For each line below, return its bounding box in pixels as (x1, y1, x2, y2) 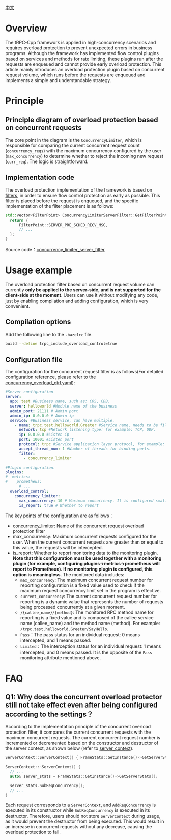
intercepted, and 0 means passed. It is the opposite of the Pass (20, 649, 152, 656)
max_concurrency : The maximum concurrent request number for (20, 577, 154, 583)
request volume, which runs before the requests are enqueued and (5, 72, 146, 78)
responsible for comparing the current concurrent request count (5, 142, 140, 148)
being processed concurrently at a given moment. (20, 604, 125, 610)
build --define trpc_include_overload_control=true (5, 341, 117, 346)
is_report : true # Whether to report (18, 503, 99, 508)
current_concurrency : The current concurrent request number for (20, 593, 157, 600)
